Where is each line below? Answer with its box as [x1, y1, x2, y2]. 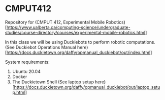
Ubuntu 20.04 [12, 68, 41, 74]
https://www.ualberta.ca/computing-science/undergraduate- [6, 24, 131, 30]
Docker [12, 74, 28, 79]
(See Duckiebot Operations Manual [5, 44, 76, 50]
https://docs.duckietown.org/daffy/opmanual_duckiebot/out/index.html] [6, 50, 152, 55]
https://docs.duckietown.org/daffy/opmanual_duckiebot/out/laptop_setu [14, 84, 160, 90]
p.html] [12, 89, 27, 95]
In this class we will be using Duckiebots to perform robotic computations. [5, 39, 156, 45]
